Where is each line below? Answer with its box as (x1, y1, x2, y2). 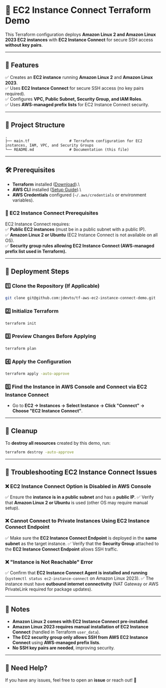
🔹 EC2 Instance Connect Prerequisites (5, 209, 99, 216)
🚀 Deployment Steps (5, 268, 69, 276)
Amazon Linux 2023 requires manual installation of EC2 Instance (12, 623, 149, 629)
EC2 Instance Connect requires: (5, 221, 70, 227)
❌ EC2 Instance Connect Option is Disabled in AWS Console (5, 483, 152, 490)
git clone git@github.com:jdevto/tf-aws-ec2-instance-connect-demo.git (5, 295, 156, 301)
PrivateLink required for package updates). (5, 586, 92, 592)
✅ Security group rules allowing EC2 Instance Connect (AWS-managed (5, 243, 155, 249)
